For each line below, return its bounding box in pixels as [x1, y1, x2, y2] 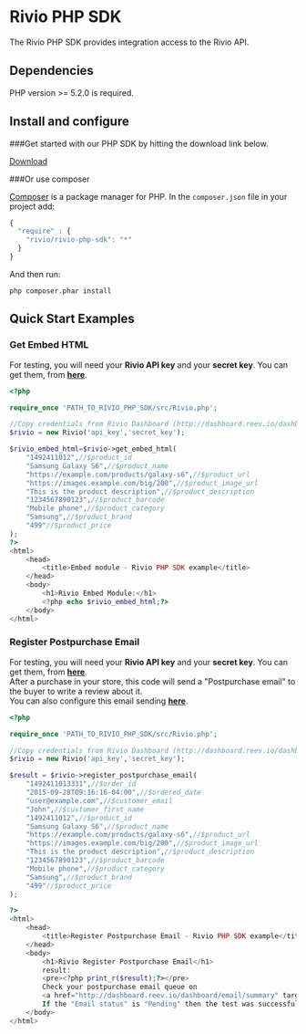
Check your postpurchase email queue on [42, 983, 198, 992]
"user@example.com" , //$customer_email [25, 796, 173, 805]
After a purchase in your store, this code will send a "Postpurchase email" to [9, 675, 296, 686]
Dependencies [9, 63, 94, 78]
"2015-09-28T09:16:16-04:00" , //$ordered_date [25, 788, 202, 798]
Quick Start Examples [9, 311, 135, 327]
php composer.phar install [9, 286, 112, 296]
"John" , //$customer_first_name [25, 805, 145, 814]
